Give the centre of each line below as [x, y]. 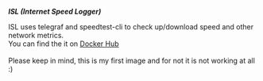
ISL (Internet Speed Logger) [55, 12]
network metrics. [36, 35]
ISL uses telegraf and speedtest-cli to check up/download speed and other [131, 27]
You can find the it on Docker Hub [64, 44]
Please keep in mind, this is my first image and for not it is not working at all [132, 60]
